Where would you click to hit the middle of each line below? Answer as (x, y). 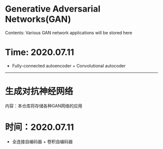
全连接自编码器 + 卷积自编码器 (42, 141)
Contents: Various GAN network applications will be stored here (69, 33)
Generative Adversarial (53, 9)
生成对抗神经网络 (39, 91)
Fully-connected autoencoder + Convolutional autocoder (69, 66)
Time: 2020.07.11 (40, 52)
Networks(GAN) (38, 19)
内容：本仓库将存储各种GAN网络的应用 (44, 106)
